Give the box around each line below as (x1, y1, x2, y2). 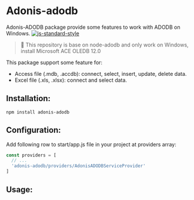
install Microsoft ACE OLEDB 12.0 (20, 47, 101, 54)
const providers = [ (6, 152, 57, 158)
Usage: (6, 185, 34, 195)
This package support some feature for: (6, 59, 103, 66)
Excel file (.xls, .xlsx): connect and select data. (14, 76, 128, 84)
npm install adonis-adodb (6, 109, 69, 115)
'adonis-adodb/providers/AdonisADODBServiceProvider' (11, 163, 146, 169)
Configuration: (6, 125, 61, 135)
